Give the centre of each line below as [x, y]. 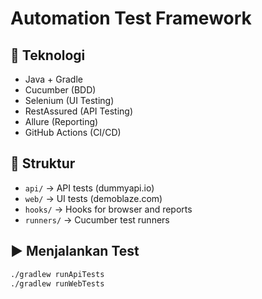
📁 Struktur [43, 163]
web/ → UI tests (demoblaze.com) [93, 198]
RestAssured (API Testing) [78, 111]
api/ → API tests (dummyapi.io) [89, 188]
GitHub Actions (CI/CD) [73, 132]
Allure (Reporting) [61, 121]
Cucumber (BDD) [60, 90]
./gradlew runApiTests [57, 274]
